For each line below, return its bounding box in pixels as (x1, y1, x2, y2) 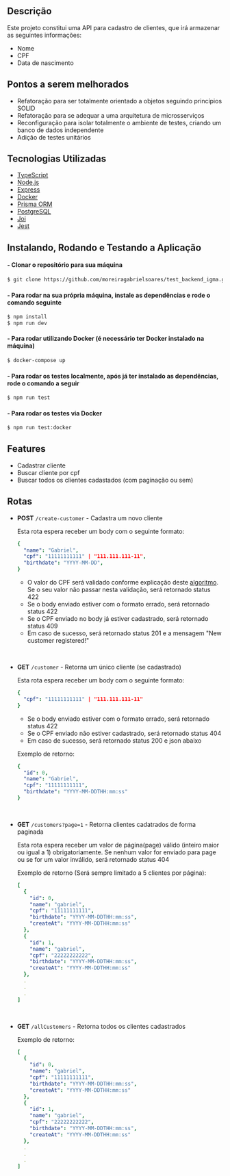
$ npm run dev (7, 320, 48, 327)
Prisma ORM (16, 200, 53, 208)
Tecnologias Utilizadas (7, 153, 107, 165)
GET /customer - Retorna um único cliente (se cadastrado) (16, 663, 181, 672)
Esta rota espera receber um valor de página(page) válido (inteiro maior (16, 841, 220, 849)
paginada (16, 828, 44, 836)
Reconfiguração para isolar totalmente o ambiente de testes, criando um (16, 118, 221, 127)
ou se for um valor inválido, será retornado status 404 (16, 855, 170, 863)
